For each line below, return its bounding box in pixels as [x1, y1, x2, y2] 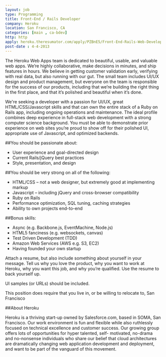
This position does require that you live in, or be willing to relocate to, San [5, 290, 155, 296]
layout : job [5, 7, 30, 12]
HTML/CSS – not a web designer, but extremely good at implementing [12, 179, 155, 185]
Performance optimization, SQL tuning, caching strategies [12, 200, 130, 206]
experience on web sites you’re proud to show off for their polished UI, [5, 125, 149, 131]
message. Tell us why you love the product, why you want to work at [5, 260, 145, 266]
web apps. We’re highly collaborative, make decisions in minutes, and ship [5, 63, 157, 69]
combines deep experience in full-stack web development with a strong [5, 114, 152, 120]
